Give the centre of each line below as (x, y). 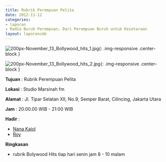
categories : (18, 19)
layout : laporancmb (26, 34)
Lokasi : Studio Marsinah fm (35, 89)
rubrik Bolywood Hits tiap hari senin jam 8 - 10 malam (69, 154)
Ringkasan (17, 144)
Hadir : (13, 119)
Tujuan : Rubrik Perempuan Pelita (41, 79)
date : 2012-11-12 (24, 15)
